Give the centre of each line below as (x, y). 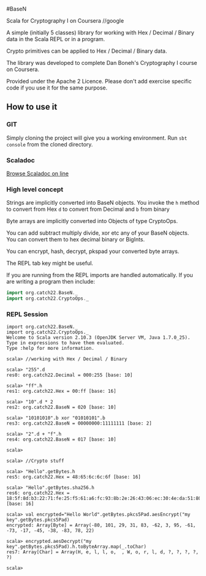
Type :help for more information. (51, 349)
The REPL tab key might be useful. (50, 263)
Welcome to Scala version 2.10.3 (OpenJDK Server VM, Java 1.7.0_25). (98, 338)
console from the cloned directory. (50, 144)
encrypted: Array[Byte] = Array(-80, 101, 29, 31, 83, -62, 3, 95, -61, (101, 525)
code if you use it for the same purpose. (57, 88)
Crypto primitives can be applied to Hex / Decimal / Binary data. (87, 51)
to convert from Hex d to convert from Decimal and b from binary (88, 209)
